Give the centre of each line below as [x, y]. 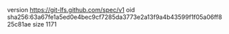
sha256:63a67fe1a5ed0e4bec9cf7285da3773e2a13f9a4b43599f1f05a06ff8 [115, 17]
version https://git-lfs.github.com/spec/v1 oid [71, 10]
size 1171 [45, 24]
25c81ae [19, 24]
